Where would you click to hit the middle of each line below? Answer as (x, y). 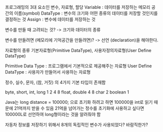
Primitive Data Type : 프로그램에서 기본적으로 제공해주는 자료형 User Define (79, 66)
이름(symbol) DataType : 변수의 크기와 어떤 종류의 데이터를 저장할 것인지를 (86, 13)
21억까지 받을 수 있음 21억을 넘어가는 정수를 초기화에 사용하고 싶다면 (79, 108)
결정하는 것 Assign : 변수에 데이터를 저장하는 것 (50, 19)
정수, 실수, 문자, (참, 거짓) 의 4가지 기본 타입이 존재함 (56, 82)
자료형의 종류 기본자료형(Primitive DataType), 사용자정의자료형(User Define (78, 50)
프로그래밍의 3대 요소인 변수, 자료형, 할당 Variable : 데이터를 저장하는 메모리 (78, 7)
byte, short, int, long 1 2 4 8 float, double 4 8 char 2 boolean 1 (67, 92)
